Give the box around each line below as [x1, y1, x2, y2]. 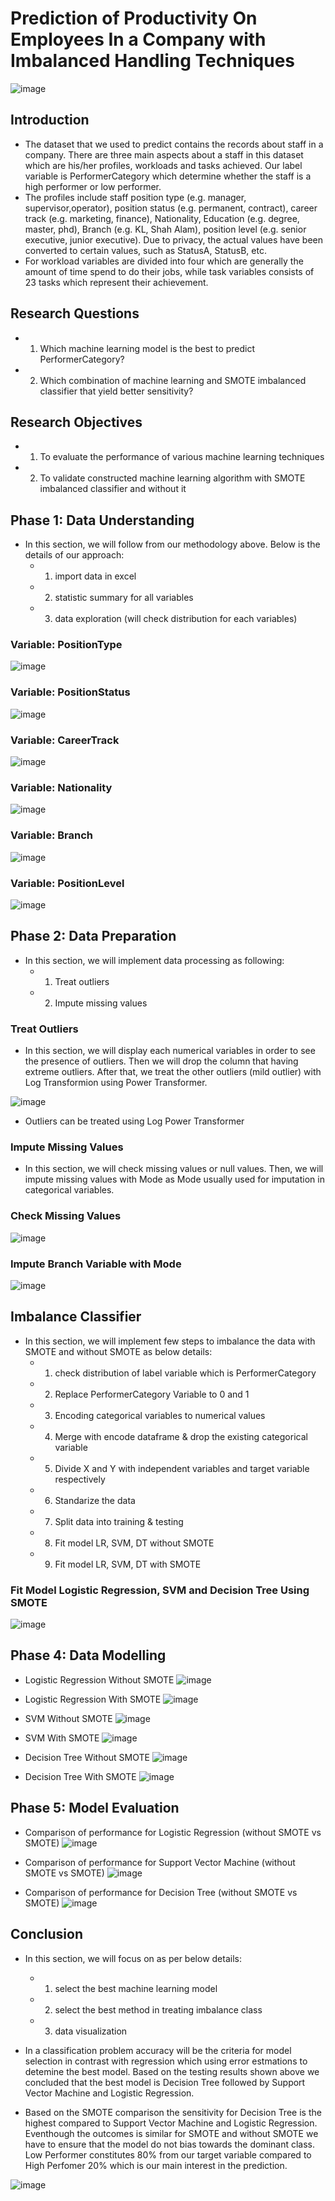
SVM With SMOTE [24, 1732, 100, 1744]
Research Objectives [10, 413, 143, 431]
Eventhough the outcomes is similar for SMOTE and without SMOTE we [24, 2127, 319, 2139]
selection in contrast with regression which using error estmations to [24, 2055, 308, 2067]
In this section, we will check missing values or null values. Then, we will [24, 1163, 324, 1175]
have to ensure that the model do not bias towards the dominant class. [24, 2138, 315, 2150]
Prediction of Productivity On [10, 7, 258, 30]
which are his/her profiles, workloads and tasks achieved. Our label [24, 159, 303, 171]
